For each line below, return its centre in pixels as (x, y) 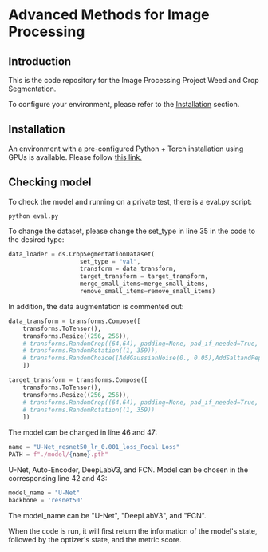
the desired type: (36, 239)
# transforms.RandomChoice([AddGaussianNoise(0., (107, 358)
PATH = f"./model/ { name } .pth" (59, 455)
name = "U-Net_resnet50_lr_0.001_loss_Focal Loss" (94, 447)
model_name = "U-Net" (44, 493)
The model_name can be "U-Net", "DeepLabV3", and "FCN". (107, 515)
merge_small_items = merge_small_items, (144, 284)
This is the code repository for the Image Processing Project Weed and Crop (134, 80)
